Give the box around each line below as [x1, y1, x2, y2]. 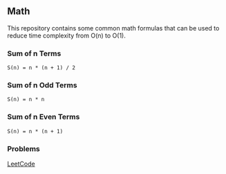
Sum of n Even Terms [7, 112, 80, 122]
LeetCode [7, 159, 36, 168]
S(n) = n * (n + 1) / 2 [7, 64, 76, 71]
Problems [7, 143, 40, 153]
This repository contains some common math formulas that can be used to [7, 24, 220, 32]
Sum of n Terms [7, 49, 62, 58]
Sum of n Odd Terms [7, 80, 77, 90]
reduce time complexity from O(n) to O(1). [7, 31, 126, 40]
